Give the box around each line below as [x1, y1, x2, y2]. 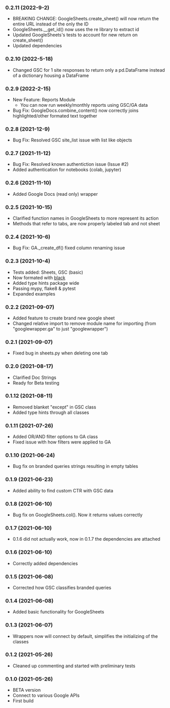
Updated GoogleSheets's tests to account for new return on [12, 32, 138, 38]
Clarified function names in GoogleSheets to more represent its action [12, 215, 159, 221]
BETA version [12, 687, 41, 693]
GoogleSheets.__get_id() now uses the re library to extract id [12, 26, 140, 33]
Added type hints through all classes [12, 409, 89, 416]
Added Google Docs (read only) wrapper [12, 191, 98, 197]
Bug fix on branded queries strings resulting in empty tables [12, 463, 139, 469]
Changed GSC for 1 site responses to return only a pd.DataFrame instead [12, 67, 165, 73]
